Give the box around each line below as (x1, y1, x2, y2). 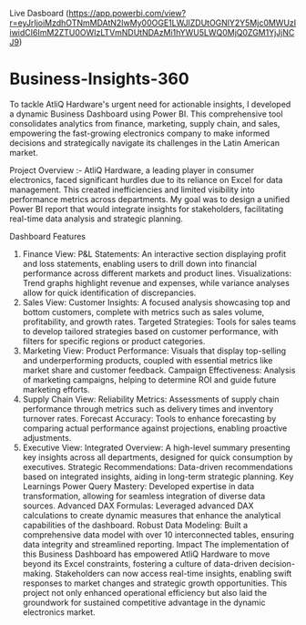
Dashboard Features (9, 231, 87, 241)
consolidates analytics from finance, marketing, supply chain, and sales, (9, 118, 280, 128)
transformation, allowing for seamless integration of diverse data (22, 490, 266, 501)
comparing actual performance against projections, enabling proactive (22, 423, 288, 434)
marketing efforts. (22, 384, 91, 394)
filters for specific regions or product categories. (22, 335, 206, 346)
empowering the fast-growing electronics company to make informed (9, 128, 270, 138)
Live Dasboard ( (9, 8, 69, 18)
